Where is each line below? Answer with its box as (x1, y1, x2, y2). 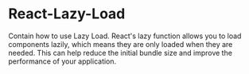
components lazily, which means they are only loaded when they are (8, 39, 233, 49)
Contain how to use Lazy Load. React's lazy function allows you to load (8, 31, 242, 41)
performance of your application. (8, 56, 117, 66)
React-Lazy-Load (8, 5, 126, 23)
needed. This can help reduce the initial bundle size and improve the (8, 48, 233, 57)
